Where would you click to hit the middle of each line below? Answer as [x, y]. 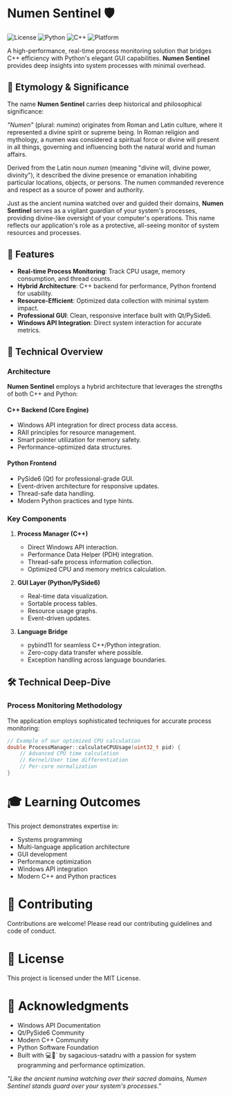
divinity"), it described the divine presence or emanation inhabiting [102, 175]
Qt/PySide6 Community [51, 1033]
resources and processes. [44, 232]
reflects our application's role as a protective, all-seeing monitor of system [113, 225]
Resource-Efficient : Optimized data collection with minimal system [113, 300]
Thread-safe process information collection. [90, 561]
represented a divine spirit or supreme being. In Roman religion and [103, 132]
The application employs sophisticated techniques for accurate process [109, 721]
